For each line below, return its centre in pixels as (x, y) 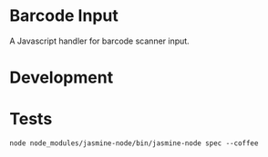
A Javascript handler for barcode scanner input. (99, 41)
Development (62, 78)
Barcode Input (64, 16)
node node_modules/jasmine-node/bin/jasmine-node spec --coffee (134, 143)
